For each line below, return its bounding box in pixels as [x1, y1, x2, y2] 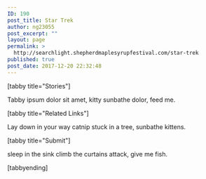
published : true [7, 56, 55, 63]
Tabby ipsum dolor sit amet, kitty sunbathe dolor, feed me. [7, 95, 176, 104]
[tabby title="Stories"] [7, 81, 71, 90]
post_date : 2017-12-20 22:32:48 [7, 62, 102, 69]
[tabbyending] [7, 163, 48, 172]
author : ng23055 [7, 23, 55, 30]
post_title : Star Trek [7, 17, 74, 24]
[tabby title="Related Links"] [7, 109, 89, 117]
